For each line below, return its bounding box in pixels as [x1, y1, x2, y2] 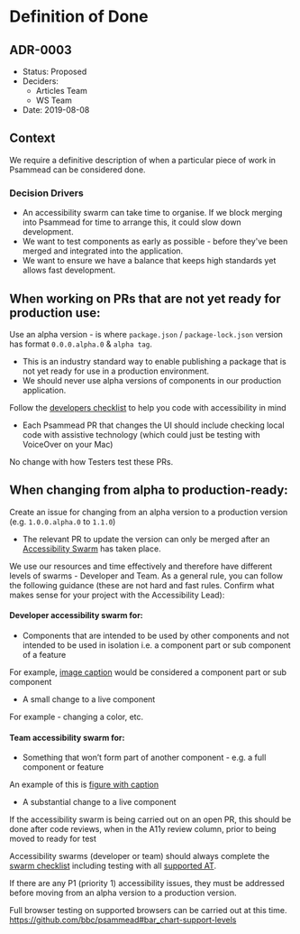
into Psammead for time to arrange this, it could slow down [22, 217, 241, 227]
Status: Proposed [22, 66, 87, 77]
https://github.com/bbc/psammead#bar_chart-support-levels [9, 914, 237, 926]
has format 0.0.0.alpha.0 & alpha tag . [9, 338, 153, 349]
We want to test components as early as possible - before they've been [22, 236, 288, 247]
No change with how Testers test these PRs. [9, 456, 174, 467]
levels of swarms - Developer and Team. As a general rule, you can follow [9, 570, 284, 581]
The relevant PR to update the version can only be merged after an [22, 533, 270, 544]
